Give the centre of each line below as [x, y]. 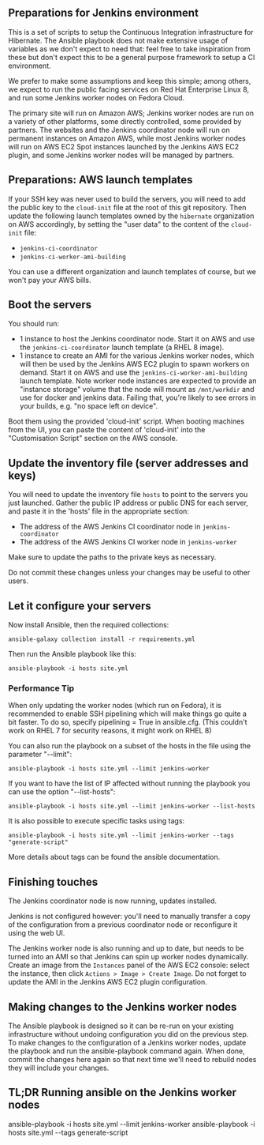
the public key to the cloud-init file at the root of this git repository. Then [127, 207]
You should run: [34, 324]
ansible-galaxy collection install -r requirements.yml [102, 639]
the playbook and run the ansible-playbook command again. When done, [127, 1051]
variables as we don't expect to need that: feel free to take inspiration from [129, 49]
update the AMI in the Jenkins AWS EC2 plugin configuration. [108, 982]
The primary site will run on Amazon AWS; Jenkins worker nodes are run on [131, 113]
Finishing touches [53, 881]
